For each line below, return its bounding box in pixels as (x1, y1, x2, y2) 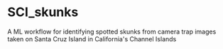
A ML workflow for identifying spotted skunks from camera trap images (7, 27, 217, 36)
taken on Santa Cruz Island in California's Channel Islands (7, 34, 177, 43)
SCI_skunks (7, 4, 79, 20)
